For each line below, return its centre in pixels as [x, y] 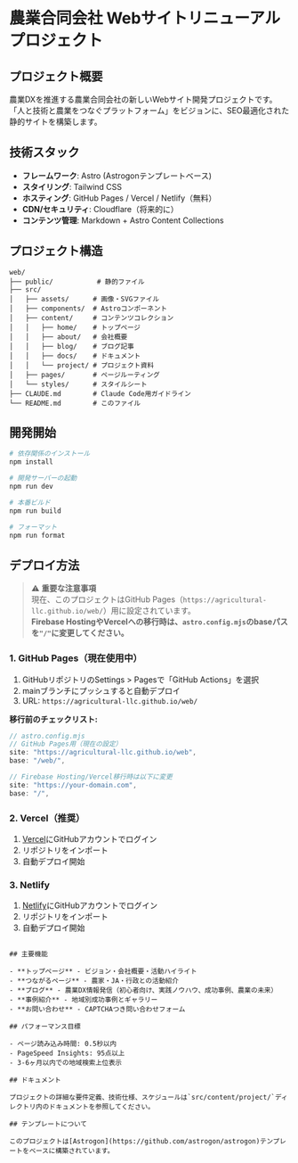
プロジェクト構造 [56, 251]
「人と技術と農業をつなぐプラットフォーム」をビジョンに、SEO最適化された [149, 111]
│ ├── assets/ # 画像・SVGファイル [85, 299]
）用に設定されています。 [149, 611]
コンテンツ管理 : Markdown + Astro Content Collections [123, 220]
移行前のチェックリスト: [53, 719]
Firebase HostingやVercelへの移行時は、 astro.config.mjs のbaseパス [159, 622]
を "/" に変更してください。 [80, 633]
